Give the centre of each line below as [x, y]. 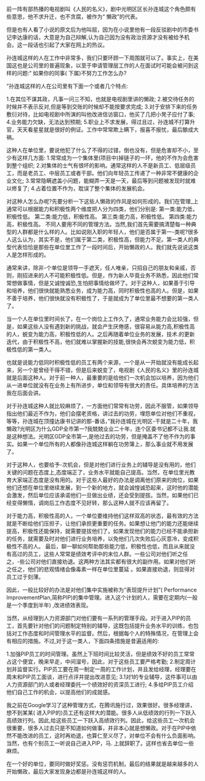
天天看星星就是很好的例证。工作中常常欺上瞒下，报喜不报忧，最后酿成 [105, 129]
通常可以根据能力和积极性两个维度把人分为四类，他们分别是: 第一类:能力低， [102, 209]
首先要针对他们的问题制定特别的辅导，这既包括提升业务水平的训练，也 [105, 626]
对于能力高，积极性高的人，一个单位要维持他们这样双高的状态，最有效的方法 [103, 516]
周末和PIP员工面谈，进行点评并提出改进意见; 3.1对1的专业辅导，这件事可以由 [102, 677]
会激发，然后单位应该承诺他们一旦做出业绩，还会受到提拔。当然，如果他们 [100, 495]
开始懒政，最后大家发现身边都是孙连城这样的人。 [68, 772]
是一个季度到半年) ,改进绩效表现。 [49, 605]
